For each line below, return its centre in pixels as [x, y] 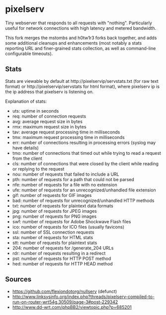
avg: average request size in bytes [47, 121]
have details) [25, 148]
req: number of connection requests [49, 116]
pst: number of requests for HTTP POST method [62, 258]
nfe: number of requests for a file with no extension [65, 185]
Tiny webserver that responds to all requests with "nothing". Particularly [79, 23]
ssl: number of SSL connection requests [53, 232]
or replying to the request [38, 169]
